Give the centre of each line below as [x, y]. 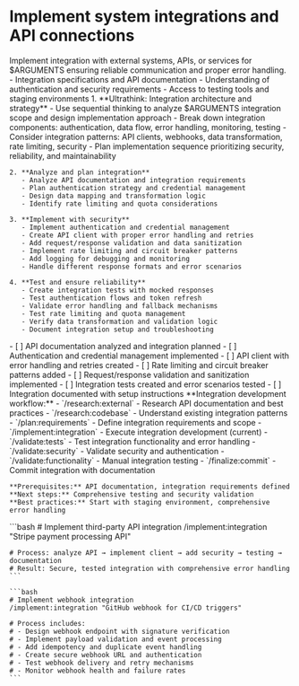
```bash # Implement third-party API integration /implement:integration [138, 526]
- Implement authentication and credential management [125, 227]
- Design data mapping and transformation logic [113, 196]
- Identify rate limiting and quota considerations [120, 204]
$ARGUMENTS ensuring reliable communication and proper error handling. [148, 70]
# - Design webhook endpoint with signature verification [120, 631]
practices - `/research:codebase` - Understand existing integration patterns [149, 413]
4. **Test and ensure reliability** [77, 282]
